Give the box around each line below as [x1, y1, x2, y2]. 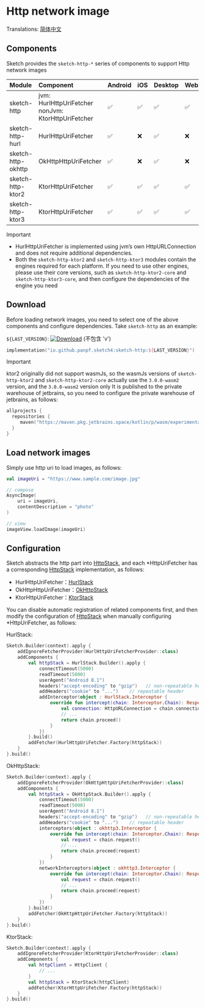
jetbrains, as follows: [6, 396, 59, 404]
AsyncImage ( [6, 492, 37, 498]
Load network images [6, 448, 91, 458]
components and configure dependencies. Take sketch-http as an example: [6, 322, 198, 329]
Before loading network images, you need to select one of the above [6, 315, 179, 323]
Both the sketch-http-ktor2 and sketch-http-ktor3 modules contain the [15, 255, 196, 263]
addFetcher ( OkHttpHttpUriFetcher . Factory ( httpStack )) [28, 911, 168, 917]
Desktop [153, 81, 179, 89]
